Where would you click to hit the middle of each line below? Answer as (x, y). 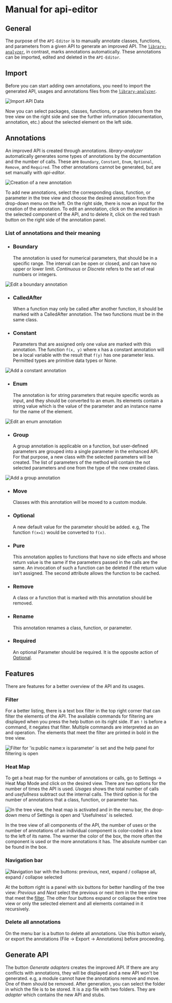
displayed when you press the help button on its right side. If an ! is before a (86, 721)
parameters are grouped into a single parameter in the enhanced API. (86, 451)
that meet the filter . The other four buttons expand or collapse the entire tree (86, 898)
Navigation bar (24, 861)
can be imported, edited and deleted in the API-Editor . (63, 57)
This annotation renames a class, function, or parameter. (72, 628)
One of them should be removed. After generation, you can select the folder (85, 983)
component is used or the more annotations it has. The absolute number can (86, 842)
